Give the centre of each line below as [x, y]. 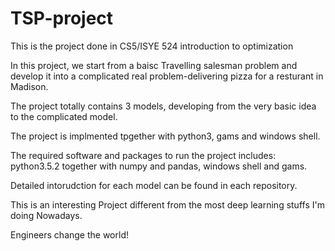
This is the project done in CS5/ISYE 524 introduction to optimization [152, 46]
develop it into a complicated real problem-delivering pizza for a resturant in [167, 76]
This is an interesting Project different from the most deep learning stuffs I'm [167, 204]
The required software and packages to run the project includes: [143, 155]
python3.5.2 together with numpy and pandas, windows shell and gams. [159, 166]
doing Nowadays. [46, 215]
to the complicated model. [64, 116]
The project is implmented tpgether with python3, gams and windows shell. [165, 136]
